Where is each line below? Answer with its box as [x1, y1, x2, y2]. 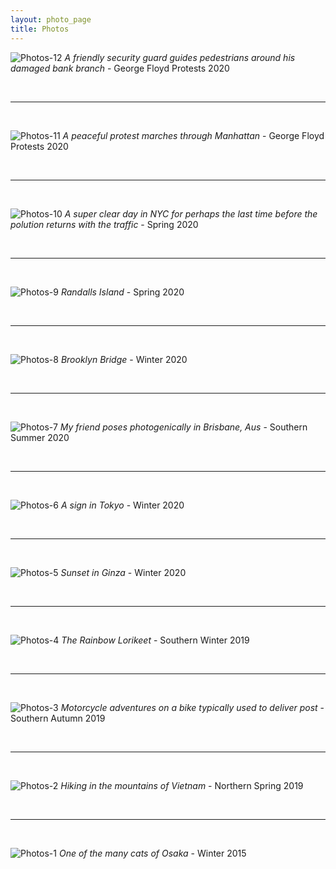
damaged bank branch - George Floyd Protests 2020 [10, 62, 230, 74]
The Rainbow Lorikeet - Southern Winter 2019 [61, 634, 250, 646]
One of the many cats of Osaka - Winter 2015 [58, 847, 247, 859]
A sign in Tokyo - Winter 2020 [60, 499, 185, 511]
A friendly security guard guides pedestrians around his [64, 51, 296, 63]
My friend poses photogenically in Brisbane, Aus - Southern [59, 421, 308, 433]
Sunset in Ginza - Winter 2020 [60, 566, 187, 578]
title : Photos [10, 24, 70, 34]
